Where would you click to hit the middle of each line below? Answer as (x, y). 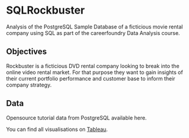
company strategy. (29, 85)
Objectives (27, 52)
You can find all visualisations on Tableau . (57, 129)
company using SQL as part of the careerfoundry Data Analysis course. (93, 33)
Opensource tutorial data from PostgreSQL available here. (76, 118)
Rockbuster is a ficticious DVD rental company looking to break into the (93, 66)
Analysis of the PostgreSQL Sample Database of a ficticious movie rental (94, 27)
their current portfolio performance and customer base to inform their (91, 78)
